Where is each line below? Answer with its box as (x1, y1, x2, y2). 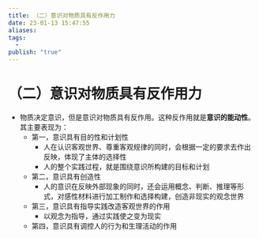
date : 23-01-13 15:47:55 (8, 19, 90, 27)
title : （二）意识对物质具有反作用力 (8, 11, 116, 20)
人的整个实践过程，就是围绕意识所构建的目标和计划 (43, 161, 210, 171)
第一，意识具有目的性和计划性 (31, 132, 129, 142)
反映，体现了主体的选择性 (43, 152, 127, 161)
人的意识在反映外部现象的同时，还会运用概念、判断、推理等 (43, 181, 238, 191)
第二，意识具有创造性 (31, 172, 101, 181)
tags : (8, 33, 26, 42)
